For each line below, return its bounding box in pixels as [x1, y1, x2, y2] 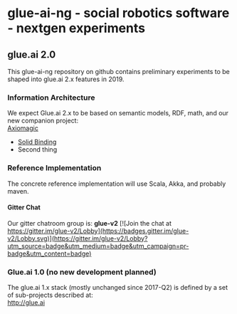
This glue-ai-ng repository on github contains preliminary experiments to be [7, 68, 230, 75]
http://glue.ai [7, 298, 45, 307]
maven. [7, 187, 29, 195]
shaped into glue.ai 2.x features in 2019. [7, 75, 125, 83]
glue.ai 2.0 [7, 48, 56, 61]
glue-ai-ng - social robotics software [7, 5, 230, 21]
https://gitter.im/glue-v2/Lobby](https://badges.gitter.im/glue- [7, 226, 189, 235]
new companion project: [7, 116, 79, 125]
